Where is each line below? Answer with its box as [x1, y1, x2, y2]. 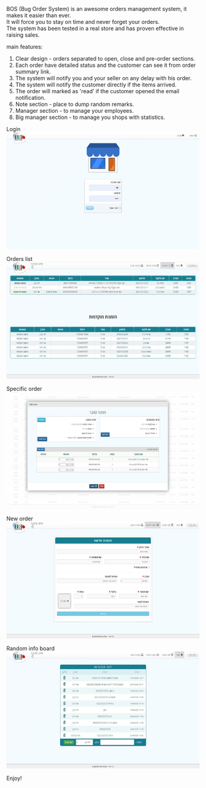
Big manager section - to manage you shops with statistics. [15, 113, 166, 121]
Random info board [6, 645, 55, 652]
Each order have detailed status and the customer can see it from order [15, 61, 196, 69]
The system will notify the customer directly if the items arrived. [15, 81, 177, 88]
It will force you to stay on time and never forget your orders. [6, 18, 160, 25]
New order [6, 515, 34, 522]
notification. [15, 94, 46, 101]
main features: [6, 43, 43, 50]
